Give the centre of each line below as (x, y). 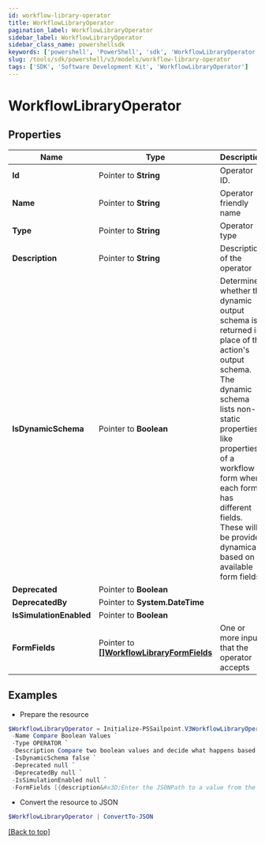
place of (235, 340)
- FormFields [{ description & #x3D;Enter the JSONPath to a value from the (134, 787)
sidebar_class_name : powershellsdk (67, 45)
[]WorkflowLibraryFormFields (155, 652)
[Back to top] (29, 832)
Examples (33, 695)
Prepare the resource (54, 714)
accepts (235, 667)
